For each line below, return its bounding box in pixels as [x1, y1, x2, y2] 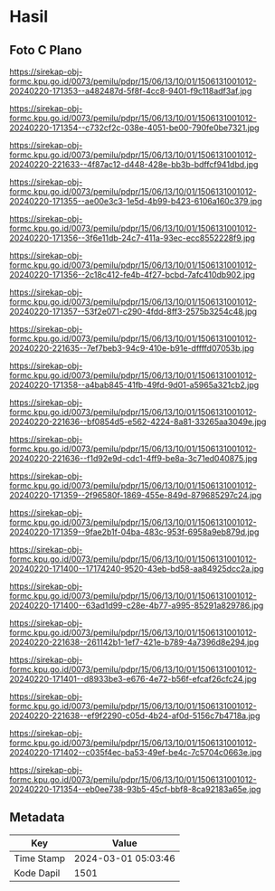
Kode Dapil [14, 867, 61, 879]
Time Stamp [14, 852, 66, 865]
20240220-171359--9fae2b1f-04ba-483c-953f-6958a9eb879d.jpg [9, 526, 260, 537]
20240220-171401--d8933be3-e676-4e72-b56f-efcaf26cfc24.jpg [9, 674, 257, 684]
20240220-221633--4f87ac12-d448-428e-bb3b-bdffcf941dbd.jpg [9, 159, 259, 169]
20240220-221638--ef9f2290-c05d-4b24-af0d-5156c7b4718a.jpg [9, 710, 261, 721]
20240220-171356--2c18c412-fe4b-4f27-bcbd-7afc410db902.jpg [9, 270, 256, 280]
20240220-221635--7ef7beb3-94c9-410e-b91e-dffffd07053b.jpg [9, 343, 255, 354]
